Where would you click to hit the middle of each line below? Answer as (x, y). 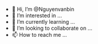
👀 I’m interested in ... (37, 15)
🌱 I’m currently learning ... (43, 22)
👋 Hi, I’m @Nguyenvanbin (43, 9)
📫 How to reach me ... (39, 35)
